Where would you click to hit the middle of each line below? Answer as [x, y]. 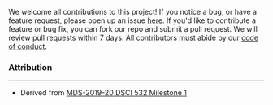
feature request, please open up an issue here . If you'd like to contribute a [132, 20]
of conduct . [28, 46]
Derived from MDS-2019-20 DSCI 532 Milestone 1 [103, 93]
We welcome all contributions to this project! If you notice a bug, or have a [133, 12]
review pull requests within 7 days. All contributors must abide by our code [133, 37]
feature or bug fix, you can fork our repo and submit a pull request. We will [133, 29]
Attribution [30, 67]
